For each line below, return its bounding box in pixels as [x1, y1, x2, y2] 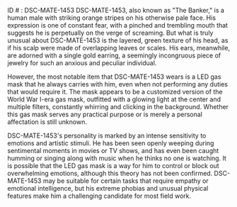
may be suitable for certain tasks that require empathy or [42, 177, 209, 185]
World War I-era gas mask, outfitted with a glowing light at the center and [7, 95, 221, 103]
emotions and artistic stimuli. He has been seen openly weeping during [7, 139, 214, 147]
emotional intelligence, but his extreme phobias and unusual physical [7, 184, 209, 192]
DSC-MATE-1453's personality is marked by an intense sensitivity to [7, 131, 207, 140]
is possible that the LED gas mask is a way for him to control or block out [7, 162, 219, 169]
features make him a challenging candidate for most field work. [7, 191, 192, 200]
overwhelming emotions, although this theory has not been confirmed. [7, 169, 213, 177]
